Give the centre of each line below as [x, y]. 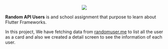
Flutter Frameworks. [26, 22]
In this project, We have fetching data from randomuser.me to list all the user [84, 32]
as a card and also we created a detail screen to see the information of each [84, 37]
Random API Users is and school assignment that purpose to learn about [81, 17]
